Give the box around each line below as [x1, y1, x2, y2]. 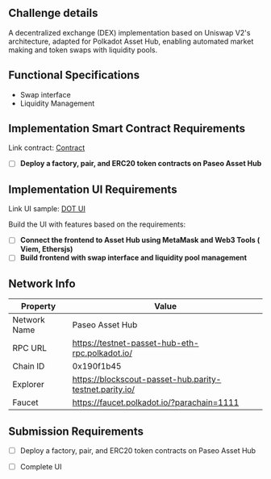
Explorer [12, 379, 44, 390]
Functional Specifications [8, 69, 140, 82]
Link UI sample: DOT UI [8, 204, 86, 214]
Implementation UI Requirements [8, 182, 177, 196]
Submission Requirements [8, 424, 144, 438]
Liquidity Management [19, 98, 95, 108]
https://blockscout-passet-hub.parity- [72, 374, 222, 385]
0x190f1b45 [72, 360, 122, 372]
